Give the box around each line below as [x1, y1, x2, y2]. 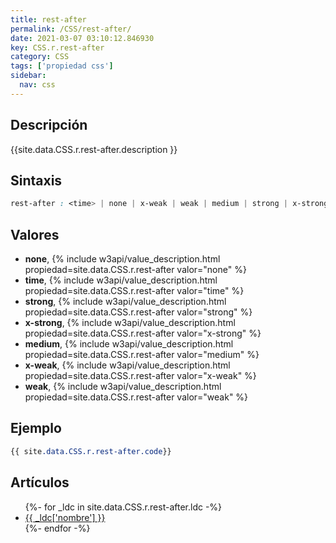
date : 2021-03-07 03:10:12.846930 [10, 33, 155, 43]
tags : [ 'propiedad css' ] [10, 61, 114, 71]
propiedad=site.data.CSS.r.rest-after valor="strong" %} [24, 306, 253, 318]
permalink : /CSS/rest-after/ [10, 24, 132, 34]
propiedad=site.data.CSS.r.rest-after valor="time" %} [24, 285, 245, 297]
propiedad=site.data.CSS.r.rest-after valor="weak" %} [24, 391, 249, 403]
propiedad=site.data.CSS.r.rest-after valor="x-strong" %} [24, 327, 262, 340]
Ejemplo [10, 420, 62, 437]
